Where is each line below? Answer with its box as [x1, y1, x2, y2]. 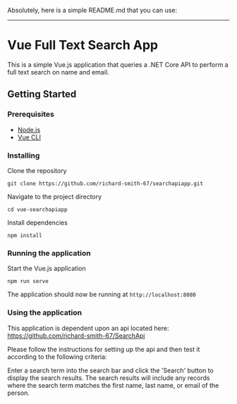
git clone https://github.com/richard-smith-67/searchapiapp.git [7, 179, 203, 187]
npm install [7, 232, 42, 239]
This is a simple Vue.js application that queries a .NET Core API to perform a [7, 60, 229, 69]
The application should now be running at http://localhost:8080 [7, 290, 196, 298]
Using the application [7, 308, 83, 317]
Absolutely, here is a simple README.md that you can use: [7, 6, 178, 14]
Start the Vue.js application [7, 264, 86, 273]
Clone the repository [7, 166, 67, 175]
